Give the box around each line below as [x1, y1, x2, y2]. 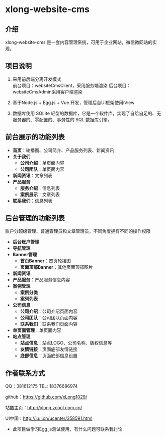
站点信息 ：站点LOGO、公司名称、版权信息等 [20, 340, 112, 346]
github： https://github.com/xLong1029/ [5, 394, 88, 400]
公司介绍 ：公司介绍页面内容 [20, 308, 78, 314]
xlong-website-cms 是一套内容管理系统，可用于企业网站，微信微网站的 [5, 39, 153, 45]
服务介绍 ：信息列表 [20, 185, 60, 191]
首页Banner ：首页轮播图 [20, 258, 71, 264]
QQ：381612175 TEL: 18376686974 [5, 383, 78, 390]
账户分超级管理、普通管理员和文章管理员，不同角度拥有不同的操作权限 [5, 228, 151, 234]
